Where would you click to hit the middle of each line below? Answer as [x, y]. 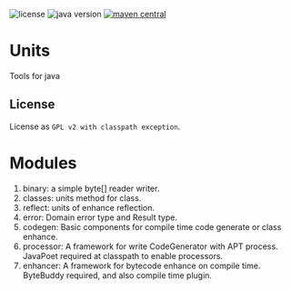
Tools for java [35, 75]
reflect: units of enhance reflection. [89, 207]
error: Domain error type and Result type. [100, 217]
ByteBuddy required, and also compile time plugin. [117, 275]
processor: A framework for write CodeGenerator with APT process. [151, 246]
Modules [43, 163]
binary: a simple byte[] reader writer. [91, 188]
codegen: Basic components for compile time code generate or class [152, 226]
